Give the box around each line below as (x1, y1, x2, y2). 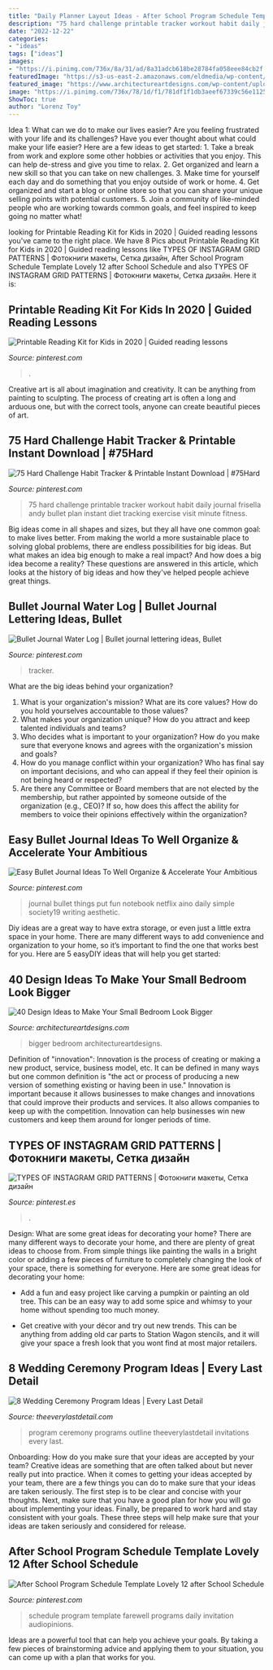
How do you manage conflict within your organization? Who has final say (19, 758, 265, 767)
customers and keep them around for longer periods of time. (8, 1115, 211, 1125)
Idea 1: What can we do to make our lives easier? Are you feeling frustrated (8, 125, 260, 135)
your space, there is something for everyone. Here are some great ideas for (8, 1263, 262, 1273)
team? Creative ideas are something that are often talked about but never (8, 1460, 253, 1470)
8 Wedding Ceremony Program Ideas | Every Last (8, 1362, 262, 1375)
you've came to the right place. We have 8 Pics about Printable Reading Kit (8, 236, 259, 246)
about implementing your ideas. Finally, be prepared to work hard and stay (8, 1503, 258, 1514)
